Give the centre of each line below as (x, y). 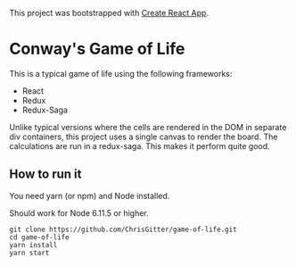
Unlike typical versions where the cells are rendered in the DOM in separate (148, 127)
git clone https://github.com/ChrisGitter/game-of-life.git (123, 229)
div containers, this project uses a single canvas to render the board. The (144, 137)
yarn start (29, 253)
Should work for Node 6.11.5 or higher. (79, 212)
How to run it (45, 175)
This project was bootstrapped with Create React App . (109, 13)
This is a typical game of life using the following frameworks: (121, 73)
